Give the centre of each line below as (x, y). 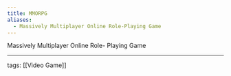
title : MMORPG (27, 13)
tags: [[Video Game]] (37, 65)
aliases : (20, 20)
